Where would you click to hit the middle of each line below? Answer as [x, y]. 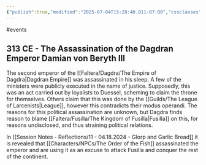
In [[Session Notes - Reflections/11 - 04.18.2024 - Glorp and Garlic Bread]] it [102, 137]
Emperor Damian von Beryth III [66, 59]
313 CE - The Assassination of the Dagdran [90, 49]
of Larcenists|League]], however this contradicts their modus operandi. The [102, 106]
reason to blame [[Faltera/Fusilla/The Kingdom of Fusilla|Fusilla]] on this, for [102, 119]
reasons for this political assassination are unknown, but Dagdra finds [94, 112]
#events [17, 29]
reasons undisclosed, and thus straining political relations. [80, 125]
